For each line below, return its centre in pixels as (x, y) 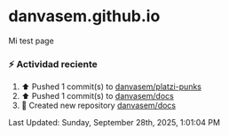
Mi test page (31, 41)
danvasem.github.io (84, 16)
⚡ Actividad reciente (53, 64)
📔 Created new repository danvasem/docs (99, 106)
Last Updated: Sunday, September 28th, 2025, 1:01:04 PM (114, 123)
